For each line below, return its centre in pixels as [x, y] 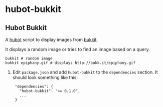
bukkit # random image [29, 58]
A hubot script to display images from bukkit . [52, 39]
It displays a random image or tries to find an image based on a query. [77, 49]
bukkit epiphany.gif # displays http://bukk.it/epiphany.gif [70, 63]
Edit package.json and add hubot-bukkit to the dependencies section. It [85, 72]
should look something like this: [45, 77]
